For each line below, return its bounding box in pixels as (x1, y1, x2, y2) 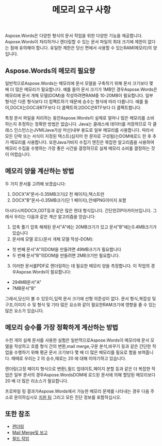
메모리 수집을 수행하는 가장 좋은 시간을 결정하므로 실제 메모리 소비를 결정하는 (5, 145, 150, 151)
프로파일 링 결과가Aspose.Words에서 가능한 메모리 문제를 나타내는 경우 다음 (5, 388, 149, 394)
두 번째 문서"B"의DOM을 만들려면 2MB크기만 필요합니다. (12, 252, 120, 258)
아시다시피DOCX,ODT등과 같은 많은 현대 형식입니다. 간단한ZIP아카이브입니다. (5, 207, 152, 213)
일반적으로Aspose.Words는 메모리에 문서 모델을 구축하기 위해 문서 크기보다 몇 (5, 81, 154, 86)
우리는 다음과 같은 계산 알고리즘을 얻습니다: (14, 213, 96, 219)
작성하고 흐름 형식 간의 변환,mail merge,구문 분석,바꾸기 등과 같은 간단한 (14, 343, 151, 349)
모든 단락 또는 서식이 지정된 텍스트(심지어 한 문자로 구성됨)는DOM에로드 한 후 (5, 133, 152, 139)
